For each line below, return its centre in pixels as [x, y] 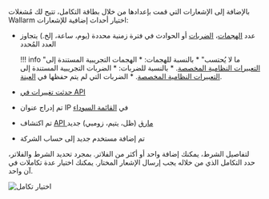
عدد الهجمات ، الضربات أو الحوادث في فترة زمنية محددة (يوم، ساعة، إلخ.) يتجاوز [138, 36]
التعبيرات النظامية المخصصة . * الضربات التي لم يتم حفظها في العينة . [121, 76]
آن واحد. [21, 171]
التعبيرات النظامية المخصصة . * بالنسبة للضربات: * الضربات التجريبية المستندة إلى [140, 68]
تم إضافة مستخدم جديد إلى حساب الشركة [82, 138]
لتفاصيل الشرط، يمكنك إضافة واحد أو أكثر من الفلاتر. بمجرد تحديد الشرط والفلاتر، [129, 154]
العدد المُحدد [38, 44]
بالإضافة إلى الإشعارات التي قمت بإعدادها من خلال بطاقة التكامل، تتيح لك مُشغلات [129, 12]
